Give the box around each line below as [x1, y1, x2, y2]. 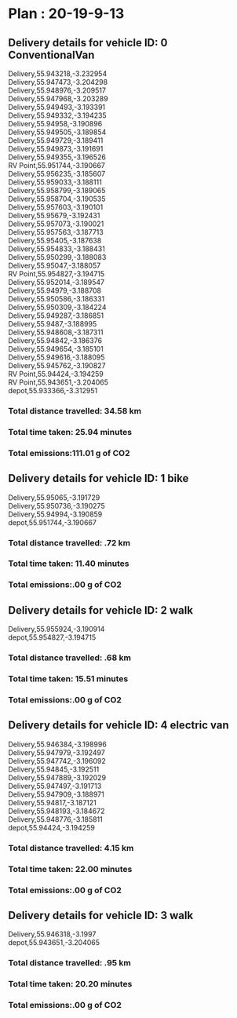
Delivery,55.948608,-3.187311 [8, 327, 104, 337]
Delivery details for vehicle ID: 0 [8, 36, 168, 49]
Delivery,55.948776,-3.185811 [8, 814, 104, 824]
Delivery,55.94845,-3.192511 [8, 764, 100, 774]
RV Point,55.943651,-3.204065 [8, 378, 108, 387]
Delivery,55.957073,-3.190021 [8, 219, 104, 228]
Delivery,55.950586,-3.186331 [8, 294, 105, 303]
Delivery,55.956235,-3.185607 [8, 170, 106, 178]
